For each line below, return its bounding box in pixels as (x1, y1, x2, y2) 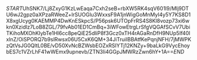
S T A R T (6, 5, 23, 12)
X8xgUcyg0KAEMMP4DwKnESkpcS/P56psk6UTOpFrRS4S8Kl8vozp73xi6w (6, 17, 190, 24)
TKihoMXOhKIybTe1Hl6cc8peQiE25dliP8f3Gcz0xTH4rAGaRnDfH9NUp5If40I (6, 30, 191, 37)
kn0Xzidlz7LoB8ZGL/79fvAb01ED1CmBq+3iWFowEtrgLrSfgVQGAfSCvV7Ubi (6, 23, 191, 30)
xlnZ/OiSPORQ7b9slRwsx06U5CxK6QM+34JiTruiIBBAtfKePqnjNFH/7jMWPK (6, 36, 192, 43)
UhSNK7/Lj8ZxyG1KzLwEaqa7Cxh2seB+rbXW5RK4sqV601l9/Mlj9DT (22, 5, 189, 12)
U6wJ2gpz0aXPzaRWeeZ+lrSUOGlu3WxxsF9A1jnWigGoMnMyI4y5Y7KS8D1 (6, 11, 191, 18)
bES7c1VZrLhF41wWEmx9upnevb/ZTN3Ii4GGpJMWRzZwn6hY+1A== (6, 48, 174, 55)
